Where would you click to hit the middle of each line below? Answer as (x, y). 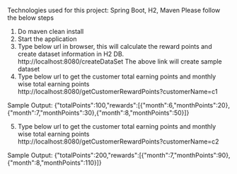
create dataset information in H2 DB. (71, 54)
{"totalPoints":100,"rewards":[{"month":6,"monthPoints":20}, (142, 105)
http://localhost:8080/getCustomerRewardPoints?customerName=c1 (117, 92)
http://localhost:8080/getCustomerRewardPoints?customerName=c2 (118, 141)
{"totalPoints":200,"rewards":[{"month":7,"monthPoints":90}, (142, 155)
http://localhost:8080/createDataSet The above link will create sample (120, 62)
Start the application (47, 39)
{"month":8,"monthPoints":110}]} (54, 163)
